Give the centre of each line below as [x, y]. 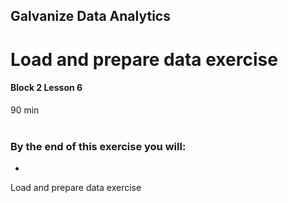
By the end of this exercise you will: [98, 146]
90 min [25, 110]
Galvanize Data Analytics [90, 16]
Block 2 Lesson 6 [46, 88]
